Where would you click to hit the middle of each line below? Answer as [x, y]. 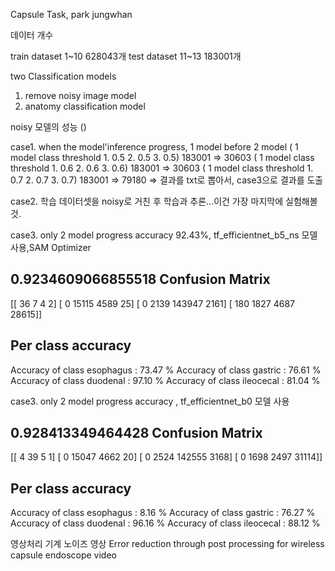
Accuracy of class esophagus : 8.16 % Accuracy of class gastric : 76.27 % [163, 513]
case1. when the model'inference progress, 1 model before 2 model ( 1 [154, 147]
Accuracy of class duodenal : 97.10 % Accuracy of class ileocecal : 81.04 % [165, 380]
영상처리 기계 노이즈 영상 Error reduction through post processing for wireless [167, 544]
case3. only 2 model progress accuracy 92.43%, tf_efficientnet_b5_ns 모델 [164, 235]
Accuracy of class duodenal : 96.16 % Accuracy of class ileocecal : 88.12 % [165, 523]
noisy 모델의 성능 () [48, 127]
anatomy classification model [85, 106]
